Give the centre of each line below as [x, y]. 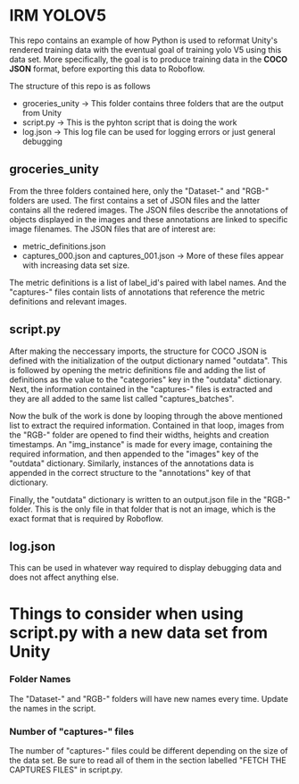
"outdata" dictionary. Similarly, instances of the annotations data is [132, 463]
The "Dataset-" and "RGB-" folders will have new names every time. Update [149, 698]
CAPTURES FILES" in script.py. [66, 770]
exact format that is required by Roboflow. [86, 518]
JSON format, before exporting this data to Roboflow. [107, 69]
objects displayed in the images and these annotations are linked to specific [149, 219]
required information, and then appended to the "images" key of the [134, 454]
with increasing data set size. [76, 265]
